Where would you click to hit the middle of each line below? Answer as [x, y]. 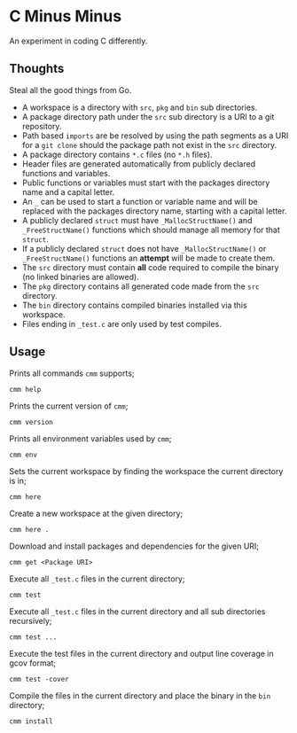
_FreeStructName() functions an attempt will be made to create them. [148, 258]
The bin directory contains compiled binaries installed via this [134, 305]
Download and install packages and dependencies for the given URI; [134, 546]
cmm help [25, 389]
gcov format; [33, 663]
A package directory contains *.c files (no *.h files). [117, 154]
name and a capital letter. [68, 191]
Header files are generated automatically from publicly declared [138, 164]
